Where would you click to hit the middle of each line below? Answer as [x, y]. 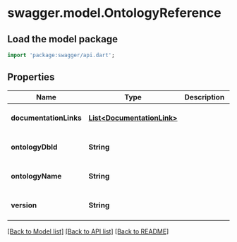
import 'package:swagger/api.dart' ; [61, 55]
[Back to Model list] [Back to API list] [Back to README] [88, 231]
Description [205, 97]
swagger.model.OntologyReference [114, 13]
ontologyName [36, 176]
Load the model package [63, 39]
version [24, 205]
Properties [31, 77]
